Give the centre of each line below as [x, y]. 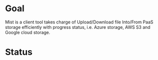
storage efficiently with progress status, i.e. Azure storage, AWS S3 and [78, 27]
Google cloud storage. [28, 32]
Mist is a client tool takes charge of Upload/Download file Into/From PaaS [79, 22]
